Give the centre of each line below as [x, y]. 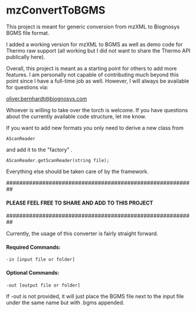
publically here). [26, 57]
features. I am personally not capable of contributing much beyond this [92, 74]
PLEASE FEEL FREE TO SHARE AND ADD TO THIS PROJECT [80, 203]
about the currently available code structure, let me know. [76, 116]
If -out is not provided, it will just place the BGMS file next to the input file [95, 296]
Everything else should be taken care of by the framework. [77, 171]
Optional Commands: [33, 272]
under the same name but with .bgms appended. [66, 303]
